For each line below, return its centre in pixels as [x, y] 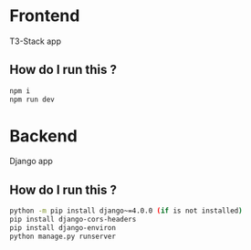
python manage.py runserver [63, 236]
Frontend [45, 16]
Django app [31, 161]
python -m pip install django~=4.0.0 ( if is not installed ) [126, 211]
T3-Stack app [36, 41]
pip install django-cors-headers [73, 220]
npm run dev [32, 99]
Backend [43, 135]
